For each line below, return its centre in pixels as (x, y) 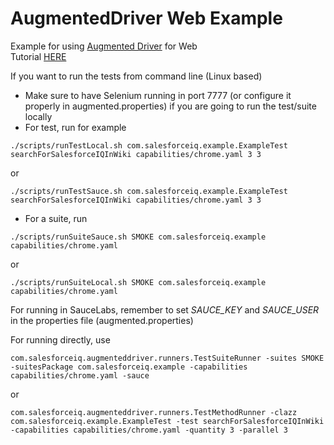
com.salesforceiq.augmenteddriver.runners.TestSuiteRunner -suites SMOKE (167, 358)
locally (38, 116)
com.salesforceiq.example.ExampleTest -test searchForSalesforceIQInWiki (167, 421)
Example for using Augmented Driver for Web (104, 46)
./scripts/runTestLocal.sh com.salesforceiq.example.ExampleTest (149, 145)
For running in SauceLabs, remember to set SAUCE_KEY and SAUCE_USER (165, 309)
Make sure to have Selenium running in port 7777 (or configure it (158, 95)
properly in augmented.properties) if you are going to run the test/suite (170, 106)
